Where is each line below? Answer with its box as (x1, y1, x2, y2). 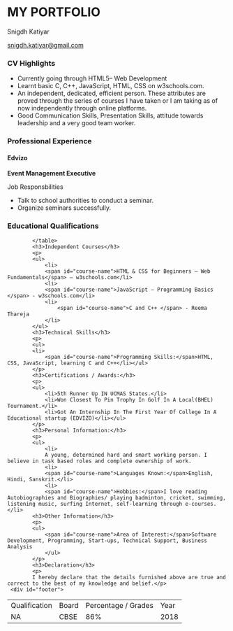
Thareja (7, 311, 30, 318)
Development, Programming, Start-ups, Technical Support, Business (7, 537, 208, 544)
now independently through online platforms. (17, 104, 147, 113)
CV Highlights (7, 58, 56, 68)
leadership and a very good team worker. (17, 119, 136, 127)
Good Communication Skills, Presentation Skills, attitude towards (17, 111, 204, 120)
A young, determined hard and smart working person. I (44, 451, 208, 458)
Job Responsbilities (7, 183, 64, 191)
